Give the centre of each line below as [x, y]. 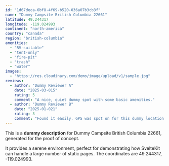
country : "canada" [25, 34]
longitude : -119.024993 [30, 24]
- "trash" [20, 62]
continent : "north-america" [35, 29]
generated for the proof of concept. [42, 138]
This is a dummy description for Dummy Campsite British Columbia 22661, [83, 133]
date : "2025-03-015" [36, 90]
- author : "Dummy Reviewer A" [41, 85]
